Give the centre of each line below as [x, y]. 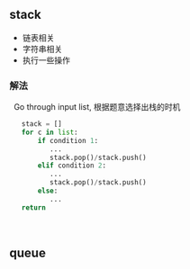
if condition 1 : [68, 140]
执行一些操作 [46, 60]
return [34, 207]
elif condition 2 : [72, 166]
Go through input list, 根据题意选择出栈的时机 [97, 107]
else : [48, 191]
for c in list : [50, 132]
